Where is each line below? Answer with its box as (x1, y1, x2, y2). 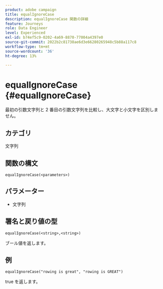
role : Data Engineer (5, 26, 48, 31)
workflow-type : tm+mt (5, 44, 50, 49)
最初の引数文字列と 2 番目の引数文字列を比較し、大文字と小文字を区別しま (5, 107, 159, 113)
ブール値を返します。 (5, 240, 49, 246)
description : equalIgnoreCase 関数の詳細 (5, 16, 88, 21)
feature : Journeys (5, 21, 43, 26)
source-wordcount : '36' (5, 49, 55, 54)
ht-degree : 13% (5, 53, 37, 59)
